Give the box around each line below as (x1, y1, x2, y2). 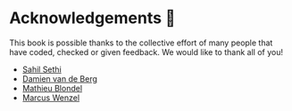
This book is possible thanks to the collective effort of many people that (9, 37, 273, 48)
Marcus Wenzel (21, 92, 80, 103)
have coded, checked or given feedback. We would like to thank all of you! (9, 46, 284, 57)
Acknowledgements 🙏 (9, 8, 176, 28)
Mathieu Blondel (21, 83, 83, 93)
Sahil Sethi (21, 64, 63, 75)
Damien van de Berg (21, 73, 98, 83)
